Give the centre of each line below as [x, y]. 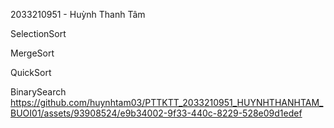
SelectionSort [38, 33]
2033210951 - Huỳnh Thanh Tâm [78, 14]
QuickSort [31, 72]
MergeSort [32, 53]
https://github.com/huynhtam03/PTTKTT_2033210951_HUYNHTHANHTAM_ [167, 102]
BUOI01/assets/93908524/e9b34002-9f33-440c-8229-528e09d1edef [156, 113]
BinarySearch [38, 92]
